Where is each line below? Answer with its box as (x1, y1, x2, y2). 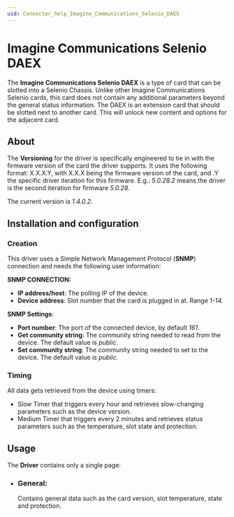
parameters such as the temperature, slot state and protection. (17, 422, 198, 430)
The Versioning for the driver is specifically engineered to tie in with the (7, 154, 215, 163)
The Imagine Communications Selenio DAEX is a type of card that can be (7, 78, 221, 87)
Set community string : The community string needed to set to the (17, 346, 208, 354)
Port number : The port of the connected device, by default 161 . (17, 323, 200, 332)
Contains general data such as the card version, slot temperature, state (17, 494, 222, 503)
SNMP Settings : (7, 310, 54, 319)
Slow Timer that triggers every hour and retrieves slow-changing (17, 400, 204, 409)
